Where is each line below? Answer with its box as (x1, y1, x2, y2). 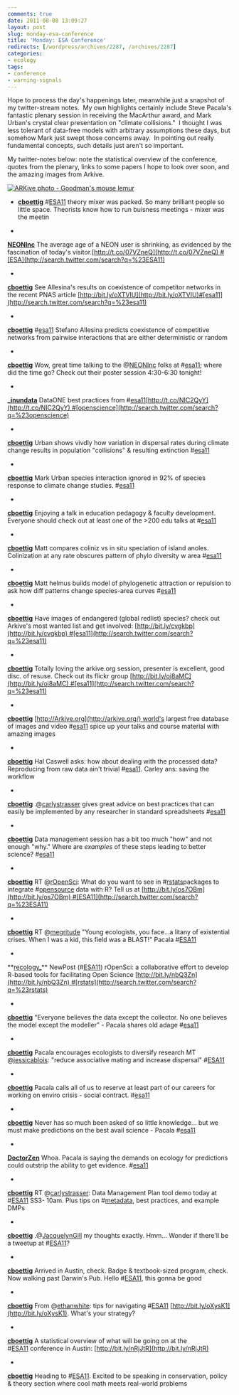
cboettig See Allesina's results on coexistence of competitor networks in (7, 283, 221, 292)
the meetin (17, 213, 50, 221)
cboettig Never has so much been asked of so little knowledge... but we (7, 1118, 219, 1127)
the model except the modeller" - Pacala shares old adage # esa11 (7, 1021, 199, 1030)
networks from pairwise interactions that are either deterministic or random (7, 333, 228, 342)
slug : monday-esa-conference (7, 30, 94, 38)
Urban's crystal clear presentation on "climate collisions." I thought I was (7, 119, 223, 127)
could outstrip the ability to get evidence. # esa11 (7, 1161, 149, 1170)
